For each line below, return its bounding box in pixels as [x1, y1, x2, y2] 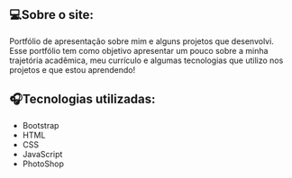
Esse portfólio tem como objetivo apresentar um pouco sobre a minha [9, 45, 269, 56]
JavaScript [22, 148, 63, 159]
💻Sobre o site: [9, 7, 95, 22]
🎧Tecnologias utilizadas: [9, 92, 156, 107]
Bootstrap [22, 120, 59, 130]
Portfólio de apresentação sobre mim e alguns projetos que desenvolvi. [9, 35, 275, 47]
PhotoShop [22, 158, 65, 169]
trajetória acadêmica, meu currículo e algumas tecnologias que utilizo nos [9, 55, 284, 66]
